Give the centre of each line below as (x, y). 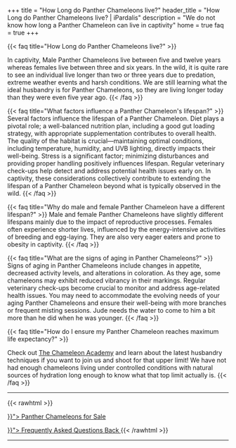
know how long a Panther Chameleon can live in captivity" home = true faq (116, 25)
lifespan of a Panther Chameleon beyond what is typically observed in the (114, 186)
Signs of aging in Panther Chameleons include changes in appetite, (104, 266)
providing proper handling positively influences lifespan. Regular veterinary (116, 163)
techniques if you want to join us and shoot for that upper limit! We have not (117, 360)
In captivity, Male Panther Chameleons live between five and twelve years (114, 60)
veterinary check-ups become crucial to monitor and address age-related (113, 288)
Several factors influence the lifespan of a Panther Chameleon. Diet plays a (116, 118)
